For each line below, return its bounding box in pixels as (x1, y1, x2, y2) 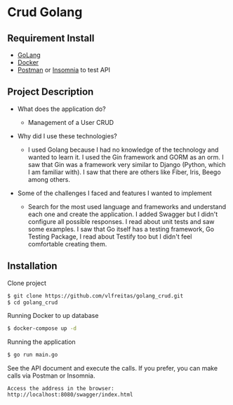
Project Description (7, 86, 94, 98)
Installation (7, 260, 58, 272)
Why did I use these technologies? (17, 131, 117, 140)
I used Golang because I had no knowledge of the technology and (27, 145, 219, 154)
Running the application (7, 338, 76, 346)
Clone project (7, 279, 47, 287)
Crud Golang (7, 4, 83, 20)
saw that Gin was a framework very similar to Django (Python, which (27, 160, 226, 168)
